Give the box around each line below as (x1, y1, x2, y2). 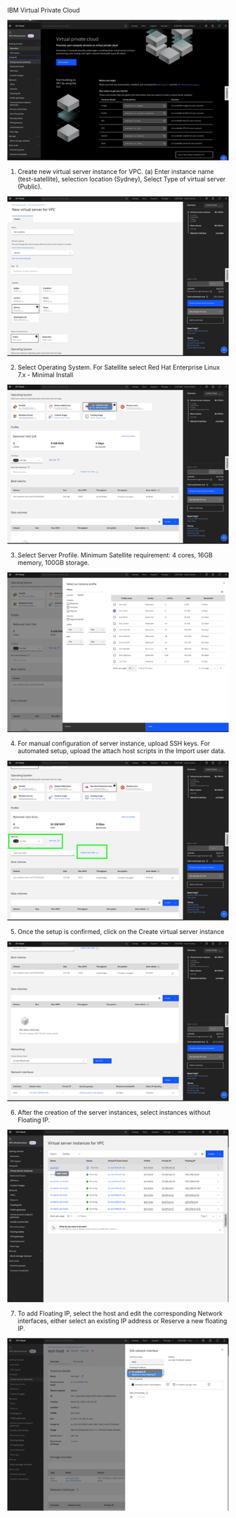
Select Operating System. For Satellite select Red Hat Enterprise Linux (17, 362, 220, 372)
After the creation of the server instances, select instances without (17, 1108, 211, 1116)
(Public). (17, 182, 42, 191)
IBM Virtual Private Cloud (7, 6, 80, 14)
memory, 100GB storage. (17, 559, 90, 567)
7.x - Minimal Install (17, 370, 74, 379)
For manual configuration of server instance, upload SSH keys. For (17, 739, 211, 748)
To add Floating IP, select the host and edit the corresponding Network (17, 1309, 223, 1317)
